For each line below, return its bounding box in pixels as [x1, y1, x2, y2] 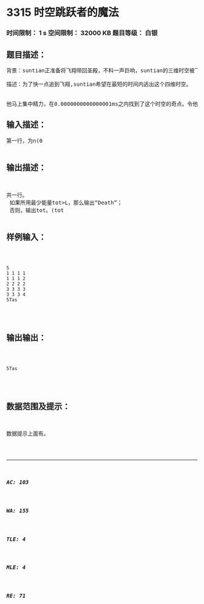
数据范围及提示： [6, 402, 70, 411]
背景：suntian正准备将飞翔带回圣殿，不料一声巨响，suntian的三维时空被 [6, 67, 195, 74]
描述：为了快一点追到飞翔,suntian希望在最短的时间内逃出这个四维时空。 [6, 80, 192, 88]
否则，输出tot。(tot [9, 207, 64, 213]
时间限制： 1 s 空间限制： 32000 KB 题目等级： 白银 [6, 29, 158, 37]
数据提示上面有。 [6, 430, 49, 437]
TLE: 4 [6, 535, 26, 543]
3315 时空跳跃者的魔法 [6, 5, 120, 19]
